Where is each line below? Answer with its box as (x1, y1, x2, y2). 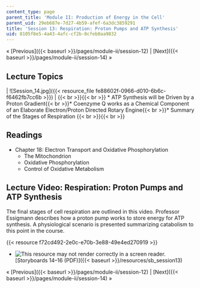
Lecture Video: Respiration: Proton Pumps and (6, 182, 183, 193)
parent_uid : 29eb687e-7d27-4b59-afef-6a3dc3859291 (6, 20, 136, 26)
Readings (6, 130, 43, 140)
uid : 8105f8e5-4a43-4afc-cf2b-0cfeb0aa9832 (6, 31, 117, 37)
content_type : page (6, 8, 55, 15)
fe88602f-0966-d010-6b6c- (95, 87, 166, 94)
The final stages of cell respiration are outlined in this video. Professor (6, 208, 180, 215)
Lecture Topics (6, 71, 64, 82)
